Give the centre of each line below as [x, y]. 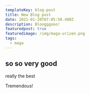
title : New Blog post [28, 15]
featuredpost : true [26, 29]
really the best [20, 76]
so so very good [31, 64]
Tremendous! [19, 86]
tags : [11, 39]
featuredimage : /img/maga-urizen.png [45, 34]
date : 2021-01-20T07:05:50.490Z [39, 19]
